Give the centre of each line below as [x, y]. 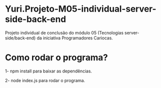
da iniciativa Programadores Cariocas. [75, 38]
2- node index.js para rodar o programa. [45, 80]
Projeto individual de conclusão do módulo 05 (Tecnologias [64, 33]
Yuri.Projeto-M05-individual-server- [81, 9]
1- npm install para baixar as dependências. [48, 71]
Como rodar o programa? [56, 58]
